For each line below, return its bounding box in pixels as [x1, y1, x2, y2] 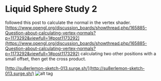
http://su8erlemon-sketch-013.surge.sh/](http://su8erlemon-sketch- [6, 65, 145, 71]
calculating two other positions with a [80, 50, 156, 57]
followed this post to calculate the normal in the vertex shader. [5, 20, 131, 25]
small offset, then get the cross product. [5, 56, 86, 61]
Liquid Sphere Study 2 [5, 3, 97, 15]
